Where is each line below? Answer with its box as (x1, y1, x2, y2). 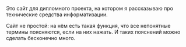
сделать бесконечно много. (6, 35, 76, 41)
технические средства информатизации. (6, 11, 108, 18)
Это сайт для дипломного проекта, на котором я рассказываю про (6, 5, 174, 12)
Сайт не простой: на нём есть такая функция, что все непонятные (6, 23, 171, 29)
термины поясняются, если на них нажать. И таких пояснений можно (6, 28, 181, 35)
